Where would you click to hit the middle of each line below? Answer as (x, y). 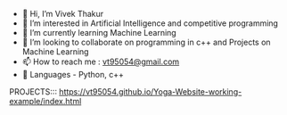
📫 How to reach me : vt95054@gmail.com (101, 62)
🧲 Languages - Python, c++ (73, 74)
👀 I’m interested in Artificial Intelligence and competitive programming (150, 23)
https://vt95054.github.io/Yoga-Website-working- (151, 92)
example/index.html (45, 101)
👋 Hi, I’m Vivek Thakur (63, 14)
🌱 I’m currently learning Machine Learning (99, 33)
